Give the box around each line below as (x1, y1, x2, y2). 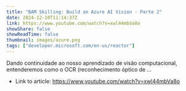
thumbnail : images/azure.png (6, 37, 80, 43)
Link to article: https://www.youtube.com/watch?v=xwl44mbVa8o (15, 77, 180, 85)
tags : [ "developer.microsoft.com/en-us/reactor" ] (6, 43, 135, 49)
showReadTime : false (6, 32, 59, 38)
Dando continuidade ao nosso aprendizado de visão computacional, (6, 59, 178, 67)
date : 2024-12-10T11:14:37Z (6, 15, 78, 21)
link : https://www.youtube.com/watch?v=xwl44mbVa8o (6, 20, 140, 26)
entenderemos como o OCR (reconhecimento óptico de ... (6, 66, 152, 73)
